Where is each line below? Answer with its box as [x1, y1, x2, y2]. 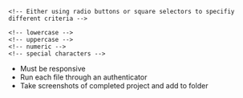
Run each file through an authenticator [19, 72, 148, 82]
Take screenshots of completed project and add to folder [19, 81, 209, 90]
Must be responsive [19, 64, 86, 73]
